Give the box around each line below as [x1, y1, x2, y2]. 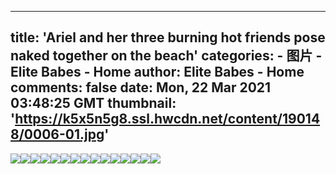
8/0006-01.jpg [10, 126, 105, 143]
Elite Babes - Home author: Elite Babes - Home [10, 64, 305, 81]
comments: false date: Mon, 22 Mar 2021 [10, 79, 272, 96]
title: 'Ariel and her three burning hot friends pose [10, 29, 326, 46]
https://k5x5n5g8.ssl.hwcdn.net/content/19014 [14, 111, 321, 128]
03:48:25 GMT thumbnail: [10, 95, 177, 112]
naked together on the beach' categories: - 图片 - [10, 47, 323, 65]
